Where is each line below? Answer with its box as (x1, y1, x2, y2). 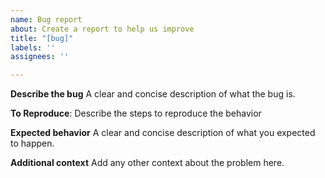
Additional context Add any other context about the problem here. (10, 157, 285, 169)
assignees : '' (10, 52, 70, 62)
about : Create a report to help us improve (10, 24, 195, 34)
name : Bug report (10, 14, 83, 25)
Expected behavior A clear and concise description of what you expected (10, 127, 316, 139)
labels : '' (10, 42, 56, 53)
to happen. (10, 137, 55, 150)
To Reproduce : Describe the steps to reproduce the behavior (10, 107, 262, 120)
